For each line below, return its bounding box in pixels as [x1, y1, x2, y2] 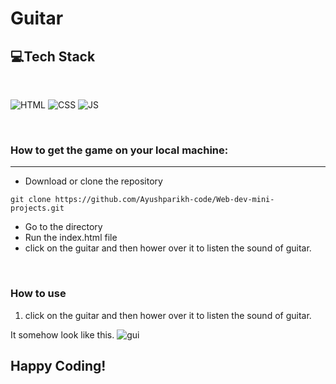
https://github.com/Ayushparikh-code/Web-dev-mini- [54, 195, 275, 205]
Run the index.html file [24, 232, 118, 244]
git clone [10, 195, 52, 205]
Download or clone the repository [24, 175, 163, 187]
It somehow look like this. [10, 328, 115, 341]
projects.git [10, 203, 65, 214]
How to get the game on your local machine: [10, 143, 229, 157]
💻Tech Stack [10, 48, 96, 65]
